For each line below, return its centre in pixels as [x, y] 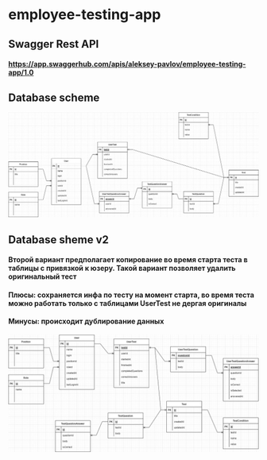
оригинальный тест [43, 276]
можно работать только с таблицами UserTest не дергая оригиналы [128, 303]
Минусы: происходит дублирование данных [86, 321]
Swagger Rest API [54, 44]
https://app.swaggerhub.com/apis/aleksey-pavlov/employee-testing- [127, 64]
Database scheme [54, 97]
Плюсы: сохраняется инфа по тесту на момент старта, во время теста [131, 295]
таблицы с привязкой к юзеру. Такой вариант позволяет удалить [122, 269]
